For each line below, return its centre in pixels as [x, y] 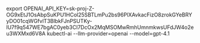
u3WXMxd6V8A [26, 34]
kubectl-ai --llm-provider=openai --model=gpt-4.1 [108, 34]
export [14, 9]
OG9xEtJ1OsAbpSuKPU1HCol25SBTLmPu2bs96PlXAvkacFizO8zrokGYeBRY [99, 15]
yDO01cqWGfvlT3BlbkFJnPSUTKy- [49, 21]
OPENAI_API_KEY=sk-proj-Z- [59, 9]
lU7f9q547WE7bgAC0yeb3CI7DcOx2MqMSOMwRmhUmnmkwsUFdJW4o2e [100, 27]
